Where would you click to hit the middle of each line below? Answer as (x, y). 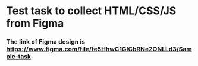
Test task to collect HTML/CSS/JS (91, 11)
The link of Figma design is (45, 42)
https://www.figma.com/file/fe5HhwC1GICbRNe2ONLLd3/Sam (99, 49)
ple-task (19, 57)
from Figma (35, 23)
